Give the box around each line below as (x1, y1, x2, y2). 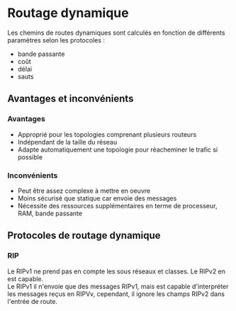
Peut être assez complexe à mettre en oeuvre (17, 186, 151, 195)
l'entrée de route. (7, 297, 58, 305)
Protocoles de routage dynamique (7, 230, 161, 242)
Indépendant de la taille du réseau (17, 137, 118, 146)
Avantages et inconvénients (7, 93, 134, 105)
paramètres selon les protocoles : (7, 35, 105, 44)
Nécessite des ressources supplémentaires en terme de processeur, (17, 201, 218, 210)
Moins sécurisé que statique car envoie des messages (17, 193, 177, 203)
